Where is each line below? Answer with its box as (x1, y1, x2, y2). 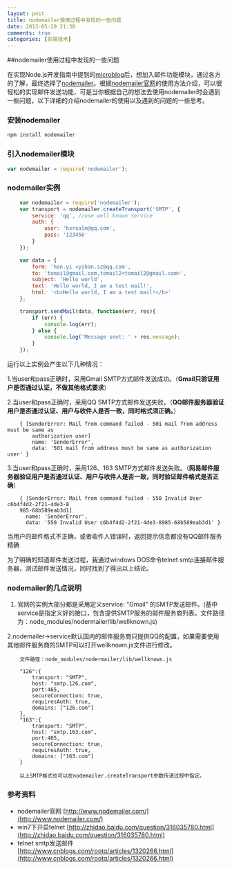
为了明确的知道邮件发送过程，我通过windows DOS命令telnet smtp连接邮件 (7, 555, 219, 564)
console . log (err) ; (43, 321, 97, 328)
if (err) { (32, 314, 64, 321)
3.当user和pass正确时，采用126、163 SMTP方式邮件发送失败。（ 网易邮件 (7, 464, 214, 472)
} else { (32, 327, 57, 334)
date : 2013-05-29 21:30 (7, 23, 76, 30)
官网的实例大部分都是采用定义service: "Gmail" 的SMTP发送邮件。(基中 (17, 600, 218, 609)
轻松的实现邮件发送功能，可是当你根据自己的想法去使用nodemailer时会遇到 (7, 88, 221, 96)
